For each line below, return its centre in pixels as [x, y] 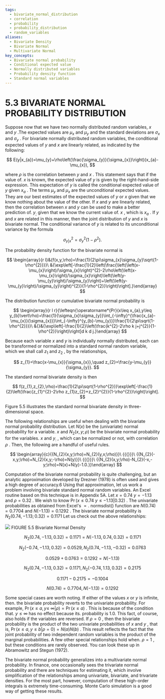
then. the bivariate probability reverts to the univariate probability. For [75, 603]
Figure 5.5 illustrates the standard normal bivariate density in [66, 407]
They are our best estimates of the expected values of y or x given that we [80, 197]
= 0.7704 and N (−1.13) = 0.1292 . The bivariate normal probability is [73, 511]
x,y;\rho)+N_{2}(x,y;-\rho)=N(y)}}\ [47, 459]
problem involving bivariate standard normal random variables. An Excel [78, 490]
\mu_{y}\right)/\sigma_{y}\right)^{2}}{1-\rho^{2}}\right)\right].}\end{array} [82, 286]
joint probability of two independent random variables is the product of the [81, 634]
